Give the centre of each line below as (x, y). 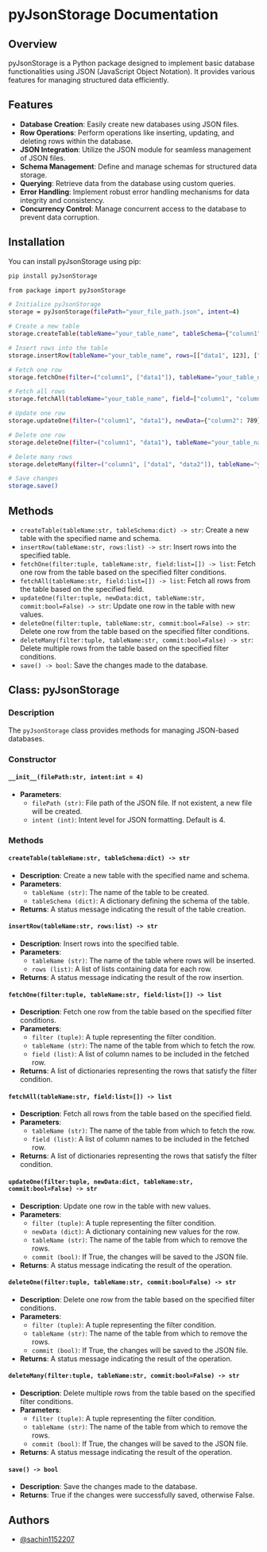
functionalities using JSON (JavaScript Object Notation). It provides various (132, 72)
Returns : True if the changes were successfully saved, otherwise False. (137, 1495)
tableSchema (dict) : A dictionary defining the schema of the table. (141, 900)
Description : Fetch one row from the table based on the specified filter (136, 1012)
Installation (37, 242)
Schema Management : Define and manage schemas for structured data (138, 166)
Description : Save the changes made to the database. (108, 1487)
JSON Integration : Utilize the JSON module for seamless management (135, 150)
